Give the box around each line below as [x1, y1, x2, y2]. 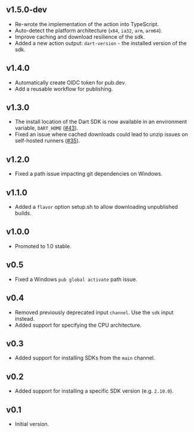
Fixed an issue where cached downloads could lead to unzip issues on [14, 131, 189, 138]
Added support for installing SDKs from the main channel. [14, 354, 155, 362]
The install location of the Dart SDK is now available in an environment [14, 118, 187, 126]
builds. [14, 209, 32, 217]
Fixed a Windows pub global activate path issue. [14, 276, 138, 283]
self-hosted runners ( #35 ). [14, 137, 80, 145]
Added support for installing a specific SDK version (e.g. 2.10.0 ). [14, 387, 174, 395]
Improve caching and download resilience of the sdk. [14, 33, 145, 40]
